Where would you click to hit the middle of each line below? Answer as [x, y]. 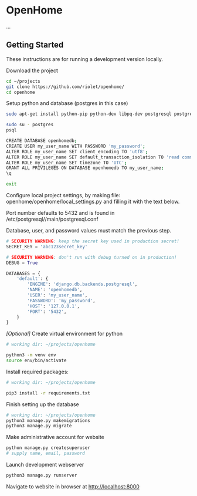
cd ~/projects [23, 81]
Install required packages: [38, 372]
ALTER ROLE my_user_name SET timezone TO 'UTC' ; [67, 163]
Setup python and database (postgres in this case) [67, 103]
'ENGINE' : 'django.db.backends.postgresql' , [82, 284]
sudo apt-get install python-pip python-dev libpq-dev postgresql [89, 114]
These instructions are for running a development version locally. [84, 59]
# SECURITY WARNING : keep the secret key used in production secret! [93, 241]
